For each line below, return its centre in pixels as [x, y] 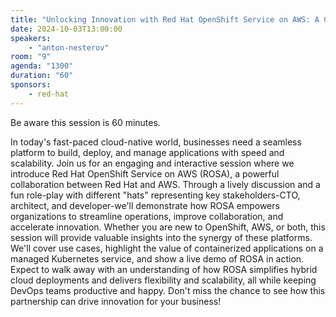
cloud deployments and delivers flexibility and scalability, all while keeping [163, 280]
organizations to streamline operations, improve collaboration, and [147, 216]
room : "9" [31, 57]
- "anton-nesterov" [69, 47]
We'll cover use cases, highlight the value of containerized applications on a [167, 248]
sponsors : [31, 85]
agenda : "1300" [42, 66]
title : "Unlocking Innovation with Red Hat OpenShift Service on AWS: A [165, 19]
